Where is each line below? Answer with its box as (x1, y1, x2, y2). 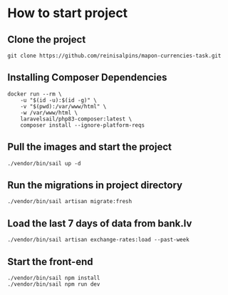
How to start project (7, 5, 128, 21)
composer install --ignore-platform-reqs (20, 121, 145, 129)
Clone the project (7, 33, 86, 46)
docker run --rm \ (7, 90, 62, 98)
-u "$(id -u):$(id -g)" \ (20, 96, 98, 104)
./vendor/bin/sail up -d (7, 160, 81, 167)
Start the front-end (7, 255, 93, 268)
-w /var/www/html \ (20, 109, 78, 116)
